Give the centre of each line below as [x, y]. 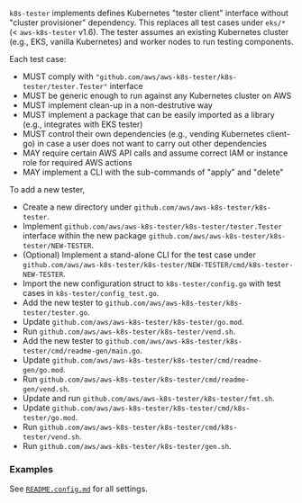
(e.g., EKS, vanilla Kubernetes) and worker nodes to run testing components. [151, 41]
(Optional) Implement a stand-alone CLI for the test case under [139, 255]
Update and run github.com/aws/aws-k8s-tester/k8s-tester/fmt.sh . [148, 398]
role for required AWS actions [77, 162]
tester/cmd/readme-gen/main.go [81, 351]
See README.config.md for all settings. [79, 489]
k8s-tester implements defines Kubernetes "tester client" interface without [149, 13]
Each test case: [38, 59]
